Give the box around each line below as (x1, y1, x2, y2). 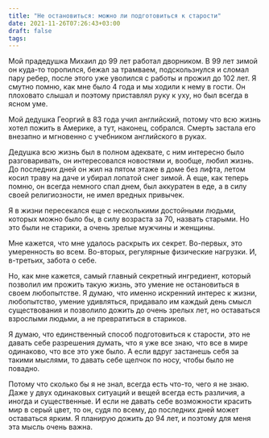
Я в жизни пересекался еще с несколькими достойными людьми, (8, 206, 236, 216)
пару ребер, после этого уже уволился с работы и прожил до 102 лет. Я (8, 73, 257, 83)
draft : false (8, 27, 52, 35)
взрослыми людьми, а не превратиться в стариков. (8, 314, 187, 324)
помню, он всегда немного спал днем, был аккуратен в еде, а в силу (8, 182, 247, 192)
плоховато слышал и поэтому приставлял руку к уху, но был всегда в (8, 90, 249, 101)
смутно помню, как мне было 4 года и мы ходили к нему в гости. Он (8, 82, 246, 92)
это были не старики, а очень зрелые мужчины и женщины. (8, 223, 216, 233)
